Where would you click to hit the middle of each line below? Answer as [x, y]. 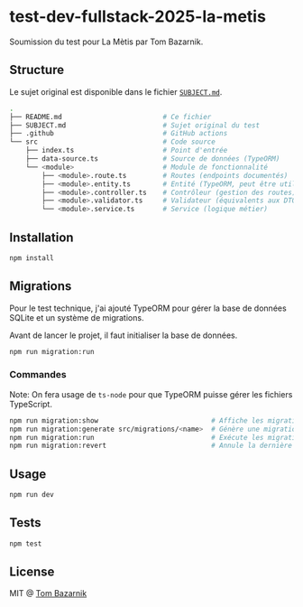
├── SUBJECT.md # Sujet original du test [134, 125]
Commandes [38, 375]
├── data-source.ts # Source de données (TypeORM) [153, 159]
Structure [37, 70]
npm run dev [32, 495]
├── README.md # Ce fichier [110, 117]
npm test [26, 544]
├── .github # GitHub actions [119, 134]
